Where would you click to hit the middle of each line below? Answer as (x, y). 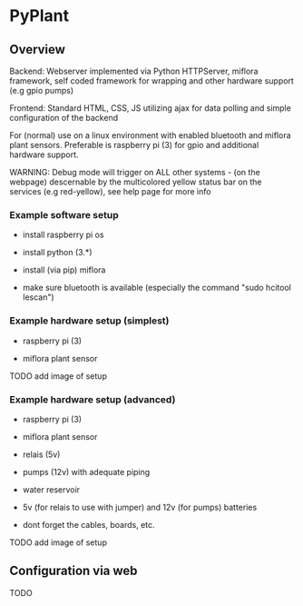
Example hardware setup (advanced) (93, 399)
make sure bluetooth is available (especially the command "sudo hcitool (157, 288)
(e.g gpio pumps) (42, 90)
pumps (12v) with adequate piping (86, 472)
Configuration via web (73, 571)
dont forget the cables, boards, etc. (89, 524)
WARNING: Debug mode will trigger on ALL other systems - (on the (135, 172)
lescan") (38, 297)
